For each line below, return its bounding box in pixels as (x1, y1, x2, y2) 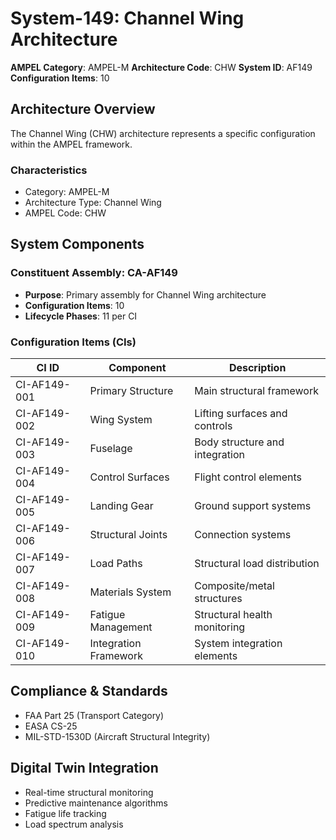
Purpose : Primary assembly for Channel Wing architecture (24, 288, 267, 301)
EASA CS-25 (24, 720, 78, 732)
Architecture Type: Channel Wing (24, 197, 162, 209)
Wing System (89, 413, 153, 427)
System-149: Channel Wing (10, 7, 245, 30)
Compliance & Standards (10, 683, 168, 700)
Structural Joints (89, 528, 168, 542)
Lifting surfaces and (194, 407, 288, 421)
